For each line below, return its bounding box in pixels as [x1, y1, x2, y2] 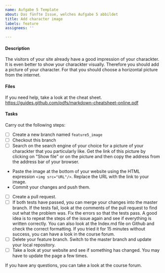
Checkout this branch [12, 137, 56, 143]
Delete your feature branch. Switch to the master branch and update [12, 236, 152, 242]
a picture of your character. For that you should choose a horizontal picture [5, 67, 158, 73]
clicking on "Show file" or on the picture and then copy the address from [12, 153, 160, 159]
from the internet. [5, 72, 41, 78]
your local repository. [12, 242, 56, 248]
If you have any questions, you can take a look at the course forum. [5, 263, 142, 269]
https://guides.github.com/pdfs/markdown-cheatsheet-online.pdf [5, 99, 139, 105]
